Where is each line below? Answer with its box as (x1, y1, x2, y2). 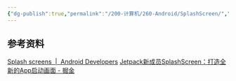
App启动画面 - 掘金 (19, 66, 75, 75)
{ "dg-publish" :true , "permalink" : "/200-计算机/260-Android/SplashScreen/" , (7, 10, 228, 17)
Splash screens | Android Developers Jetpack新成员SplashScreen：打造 (7, 57, 221, 66)
